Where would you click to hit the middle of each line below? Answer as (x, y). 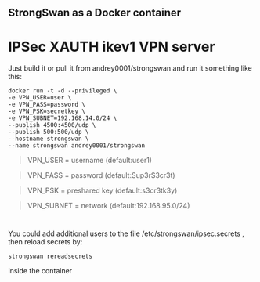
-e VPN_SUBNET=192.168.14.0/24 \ (63, 118)
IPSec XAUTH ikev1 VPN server (112, 47)
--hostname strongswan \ (49, 139)
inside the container (40, 270)
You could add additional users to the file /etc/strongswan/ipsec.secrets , (126, 233)
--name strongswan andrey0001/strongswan (77, 146)
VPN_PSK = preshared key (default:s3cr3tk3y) (102, 190)
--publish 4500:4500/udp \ (52, 125)
